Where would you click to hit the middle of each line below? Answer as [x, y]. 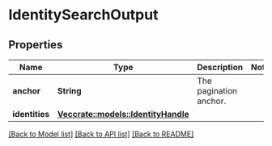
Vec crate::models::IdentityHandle [123, 114]
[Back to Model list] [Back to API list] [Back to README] [101, 134]
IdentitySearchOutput [83, 15]
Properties [36, 45]
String [70, 91]
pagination [217, 91]
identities [31, 114]
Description [220, 67]
